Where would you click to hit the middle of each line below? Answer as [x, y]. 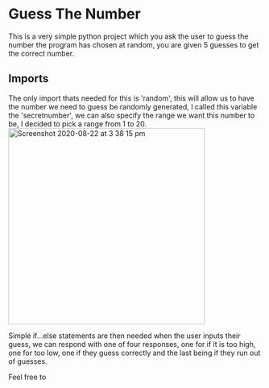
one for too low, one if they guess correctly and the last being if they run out [134, 353]
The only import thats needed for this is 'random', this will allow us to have [132, 98]
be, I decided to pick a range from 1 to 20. [78, 124]
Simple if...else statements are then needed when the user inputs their [124, 336]
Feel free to [27, 377]
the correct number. [41, 53]
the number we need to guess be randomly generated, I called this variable [133, 106]
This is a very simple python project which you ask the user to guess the [128, 36]
